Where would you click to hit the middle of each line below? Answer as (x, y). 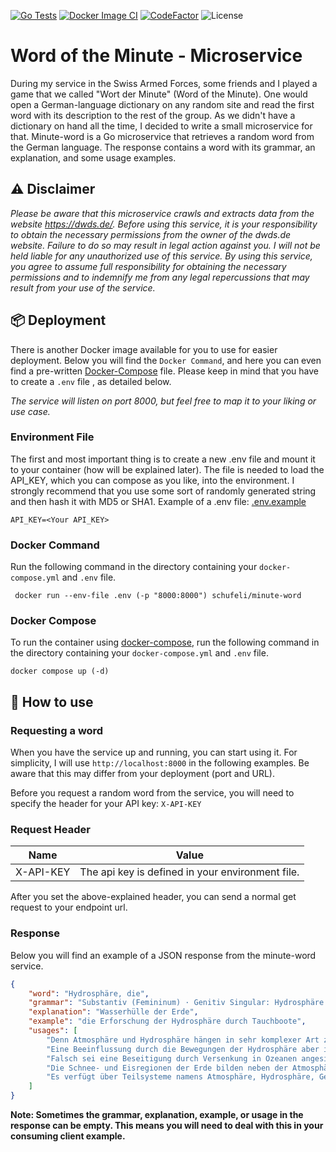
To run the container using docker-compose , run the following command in (165, 642)
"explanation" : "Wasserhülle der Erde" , (113, 1012)
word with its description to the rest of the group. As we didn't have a (153, 115)
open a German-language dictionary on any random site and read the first (162, 104)
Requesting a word (57, 730)
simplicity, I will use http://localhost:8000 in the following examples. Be (160, 763)
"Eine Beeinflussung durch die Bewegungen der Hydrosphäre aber (183, 1049)
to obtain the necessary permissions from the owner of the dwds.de (151, 234)
